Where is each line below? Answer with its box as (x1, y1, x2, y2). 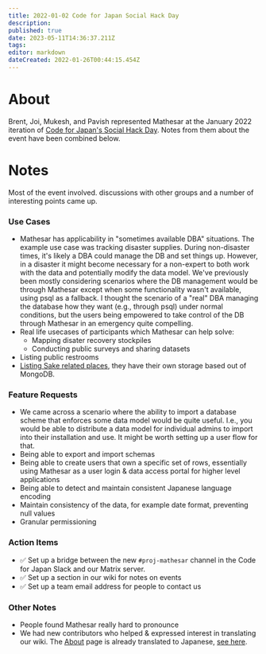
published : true (8, 26, 62, 34)
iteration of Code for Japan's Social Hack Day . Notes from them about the (8, 125, 250, 134)
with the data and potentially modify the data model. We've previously (19, 268, 249, 278)
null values (19, 508, 56, 518)
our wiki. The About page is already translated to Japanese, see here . (19, 636, 248, 646)
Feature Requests (8, 389, 78, 400)
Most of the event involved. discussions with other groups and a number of (8, 188, 254, 197)
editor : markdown (8, 49, 66, 56)
